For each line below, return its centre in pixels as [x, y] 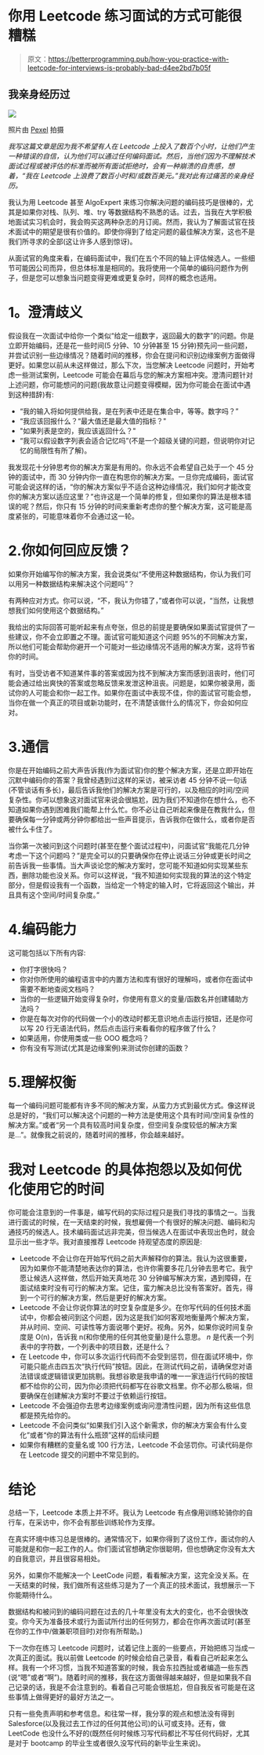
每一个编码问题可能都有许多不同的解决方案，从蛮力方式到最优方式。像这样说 [132, 1106]
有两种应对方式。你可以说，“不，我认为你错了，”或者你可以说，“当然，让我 [128, 600]
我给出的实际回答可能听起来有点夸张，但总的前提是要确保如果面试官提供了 [128, 627]
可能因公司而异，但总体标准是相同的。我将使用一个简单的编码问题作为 [128, 268]
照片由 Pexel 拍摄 [36, 130]
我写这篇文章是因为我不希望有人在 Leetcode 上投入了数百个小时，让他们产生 [132, 146]
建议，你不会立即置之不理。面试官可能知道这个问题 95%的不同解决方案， [133, 637]
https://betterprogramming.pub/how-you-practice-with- [139, 59]
